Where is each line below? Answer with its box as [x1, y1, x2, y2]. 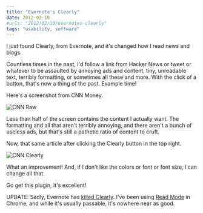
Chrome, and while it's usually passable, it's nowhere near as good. [6, 200, 175, 207]
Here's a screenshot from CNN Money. [6, 92, 104, 99]
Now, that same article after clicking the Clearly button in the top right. [6, 140, 182, 147]
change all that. [6, 170, 45, 177]
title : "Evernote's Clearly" [6, 8, 80, 15]
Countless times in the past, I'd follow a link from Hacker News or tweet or [6, 61, 192, 68]
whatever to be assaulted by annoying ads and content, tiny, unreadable [6, 67, 187, 75]
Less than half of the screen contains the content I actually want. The [6, 115, 179, 123]
